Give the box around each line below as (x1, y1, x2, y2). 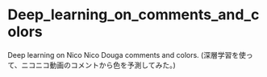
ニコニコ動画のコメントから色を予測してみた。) (21, 60, 176, 70)
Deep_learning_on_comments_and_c (7, 6, 260, 24)
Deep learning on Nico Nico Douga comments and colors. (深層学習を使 (7, 50, 247, 59)
